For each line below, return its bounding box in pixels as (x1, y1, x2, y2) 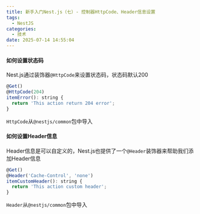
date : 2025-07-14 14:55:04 (6, 37, 75, 43)
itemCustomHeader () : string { (6, 178, 83, 184)
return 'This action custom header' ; (12, 184, 107, 190)
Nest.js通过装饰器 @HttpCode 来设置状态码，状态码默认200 (6, 71, 148, 79)
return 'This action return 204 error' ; (12, 100, 115, 106)
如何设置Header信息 (6, 133, 58, 140)
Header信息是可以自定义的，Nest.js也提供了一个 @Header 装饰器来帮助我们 (6, 147, 189, 155)
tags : (6, 15, 20, 21)
